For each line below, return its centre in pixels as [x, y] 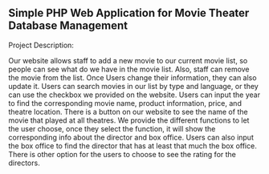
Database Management [68, 26]
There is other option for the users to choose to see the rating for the [122, 154]
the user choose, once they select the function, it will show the [112, 128]
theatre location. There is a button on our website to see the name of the [128, 111]
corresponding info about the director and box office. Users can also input [131, 137]
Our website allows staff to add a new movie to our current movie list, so [128, 60]
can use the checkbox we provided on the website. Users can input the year [134, 95]
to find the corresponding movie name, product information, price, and [125, 103]
